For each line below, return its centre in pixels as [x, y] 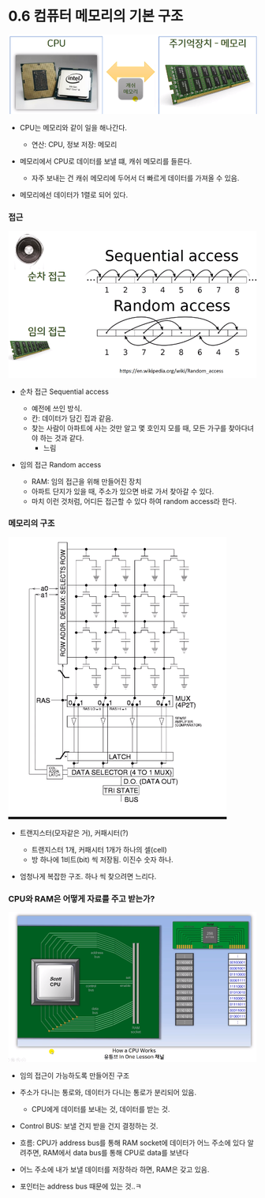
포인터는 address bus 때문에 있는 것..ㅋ [80, 1186]
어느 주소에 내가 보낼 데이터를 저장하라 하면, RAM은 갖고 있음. [114, 1169]
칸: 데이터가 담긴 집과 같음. [73, 418]
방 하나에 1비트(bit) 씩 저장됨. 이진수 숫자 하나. [102, 860]
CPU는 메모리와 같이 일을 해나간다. [73, 128]
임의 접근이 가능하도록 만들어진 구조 [75, 1075]
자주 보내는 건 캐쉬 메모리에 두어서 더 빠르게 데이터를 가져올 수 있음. [135, 178]
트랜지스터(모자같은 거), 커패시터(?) [74, 833]
